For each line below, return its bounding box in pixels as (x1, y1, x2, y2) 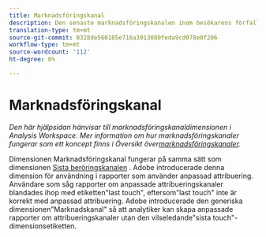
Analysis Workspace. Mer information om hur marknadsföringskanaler (9, 131, 240, 140)
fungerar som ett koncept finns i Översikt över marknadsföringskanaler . (9, 139, 242, 148)
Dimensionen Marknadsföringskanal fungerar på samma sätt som (9, 154, 222, 164)
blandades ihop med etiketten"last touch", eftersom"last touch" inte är (9, 187, 238, 197)
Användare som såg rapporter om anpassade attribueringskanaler (9, 179, 223, 189)
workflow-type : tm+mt (9, 41, 81, 49)
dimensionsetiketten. (9, 221, 77, 231)
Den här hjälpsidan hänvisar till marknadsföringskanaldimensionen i (9, 122, 232, 131)
